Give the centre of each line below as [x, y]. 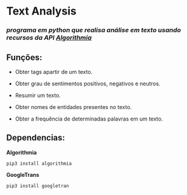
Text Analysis [42, 11]
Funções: [24, 57]
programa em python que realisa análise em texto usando [93, 30]
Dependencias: [36, 138]
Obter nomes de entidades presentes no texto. [73, 107]
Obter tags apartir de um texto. [54, 71]
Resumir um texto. [38, 95]
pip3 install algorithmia [39, 164]
